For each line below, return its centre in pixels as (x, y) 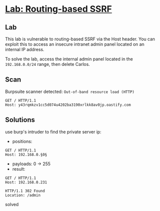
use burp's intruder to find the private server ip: (53, 132)
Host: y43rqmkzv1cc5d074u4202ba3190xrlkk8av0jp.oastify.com (68, 105)
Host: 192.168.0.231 (26, 182)
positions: (22, 141)
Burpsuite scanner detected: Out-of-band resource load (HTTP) (70, 91)
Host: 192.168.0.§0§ (26, 154)
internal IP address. (25, 49)
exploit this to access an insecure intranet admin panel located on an (75, 44)
